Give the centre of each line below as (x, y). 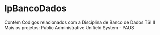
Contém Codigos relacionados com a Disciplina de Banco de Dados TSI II (80, 22)
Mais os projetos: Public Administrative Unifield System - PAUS (69, 27)
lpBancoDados (36, 9)
